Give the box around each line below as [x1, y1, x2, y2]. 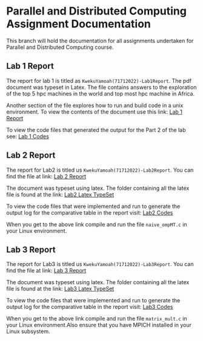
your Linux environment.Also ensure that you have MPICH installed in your [6, 322, 192, 329]
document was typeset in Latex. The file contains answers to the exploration [6, 83, 197, 91]
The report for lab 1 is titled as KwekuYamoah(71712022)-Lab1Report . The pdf [6, 77, 192, 84]
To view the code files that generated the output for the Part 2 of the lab [6, 126, 186, 134]
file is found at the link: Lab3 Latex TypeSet [6, 285, 115, 293]
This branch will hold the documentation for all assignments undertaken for [6, 37, 194, 44]
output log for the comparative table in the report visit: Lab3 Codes [6, 304, 173, 311]
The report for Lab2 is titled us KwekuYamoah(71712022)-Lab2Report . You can [6, 166, 194, 174]
